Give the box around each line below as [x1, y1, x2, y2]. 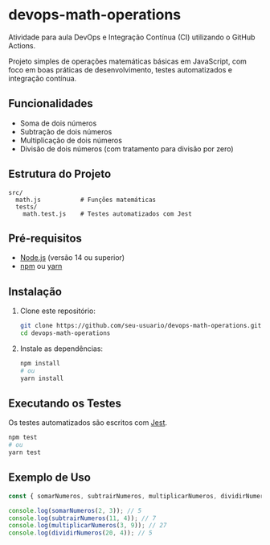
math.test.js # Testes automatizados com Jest [22, 209, 193, 218]
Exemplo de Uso [8, 471, 91, 485]
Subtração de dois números [19, 126, 112, 136]
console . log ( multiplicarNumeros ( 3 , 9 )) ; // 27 [8, 522, 167, 530]
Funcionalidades [8, 97, 94, 110]
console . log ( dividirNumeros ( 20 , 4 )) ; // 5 [8, 529, 153, 537]
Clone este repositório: [19, 306, 96, 316]
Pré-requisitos [8, 231, 83, 245]
